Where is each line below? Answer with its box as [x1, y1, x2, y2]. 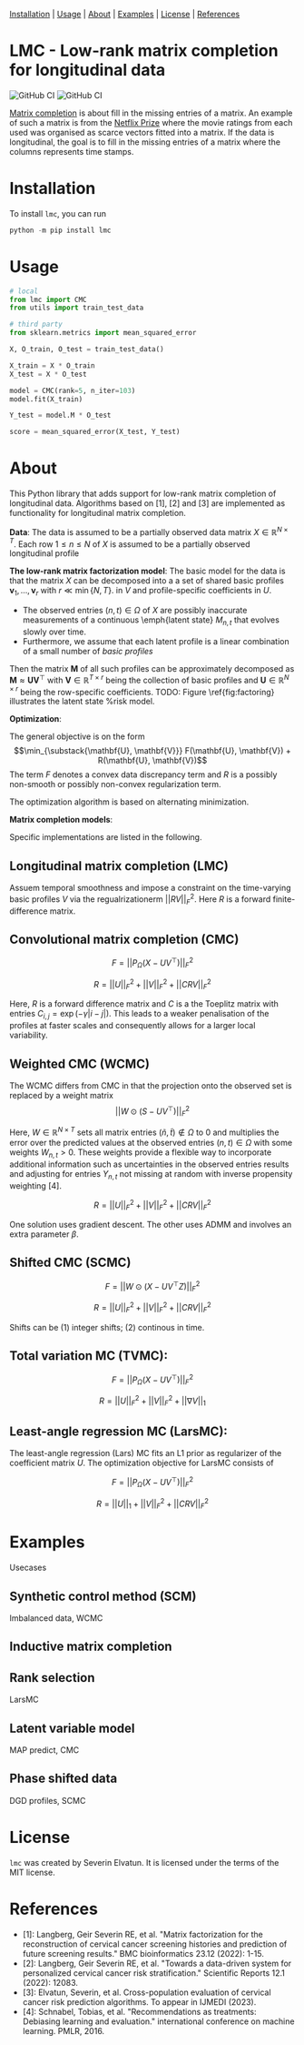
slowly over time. [22, 626, 86, 637]
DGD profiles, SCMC [9, 1795, 86, 1806]
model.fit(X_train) [9, 394, 83, 404]
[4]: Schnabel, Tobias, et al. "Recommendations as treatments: [22, 2006, 257, 2017]
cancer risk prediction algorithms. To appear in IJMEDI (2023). [22, 1996, 257, 2007]
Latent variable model [9, 1720, 135, 1736]
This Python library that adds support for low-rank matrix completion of [9, 488, 277, 500]
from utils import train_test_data [9, 303, 144, 313]
